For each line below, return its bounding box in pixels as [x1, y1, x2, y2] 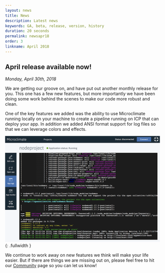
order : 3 [5, 39, 23, 44]
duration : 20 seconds [5, 28, 50, 34]
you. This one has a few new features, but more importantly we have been [5, 91, 156, 97]
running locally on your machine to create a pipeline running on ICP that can [5, 116, 159, 122]
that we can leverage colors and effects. [5, 126, 87, 132]
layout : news [5, 8, 32, 13]
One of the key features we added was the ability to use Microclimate [5, 110, 146, 116]
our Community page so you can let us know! [5, 263, 97, 269]
